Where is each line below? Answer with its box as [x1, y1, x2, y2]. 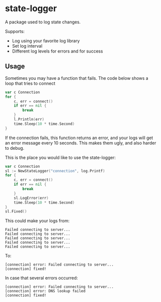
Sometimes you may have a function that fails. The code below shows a [5, 75, 148, 81]
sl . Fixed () [5, 209, 27, 214]
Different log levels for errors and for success [12, 48, 103, 54]
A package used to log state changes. [5, 19, 81, 25]
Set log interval [12, 43, 43, 49]
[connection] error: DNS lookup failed [5, 289, 86, 294]
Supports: [5, 28, 25, 34]
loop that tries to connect [5, 80, 56, 86]
